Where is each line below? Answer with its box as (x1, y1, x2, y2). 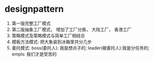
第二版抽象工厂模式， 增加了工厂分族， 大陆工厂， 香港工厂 (11, 26, 132, 32)
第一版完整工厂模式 (11, 20, 51, 26)
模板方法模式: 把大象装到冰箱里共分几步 (11, 38, 92, 45)
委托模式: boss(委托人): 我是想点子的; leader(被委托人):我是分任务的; (11, 45, 150, 51)
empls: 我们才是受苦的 (11, 51, 57, 57)
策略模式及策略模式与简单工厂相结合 (11, 32, 85, 38)
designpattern (4, 3, 64, 15)
